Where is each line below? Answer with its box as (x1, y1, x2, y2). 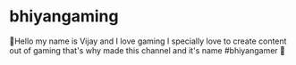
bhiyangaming (9, 6, 119, 27)
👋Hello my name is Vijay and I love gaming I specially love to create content (9, 36, 287, 46)
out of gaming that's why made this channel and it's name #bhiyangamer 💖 (9, 45, 286, 55)
